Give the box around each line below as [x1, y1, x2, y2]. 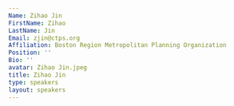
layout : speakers [8, 85, 66, 94]
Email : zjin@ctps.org [8, 33, 81, 42]
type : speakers [8, 78, 59, 86]
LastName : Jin [8, 26, 56, 34]
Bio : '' [8, 57, 34, 65]
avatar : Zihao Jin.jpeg [8, 64, 88, 72]
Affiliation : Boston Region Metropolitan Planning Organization [8, 41, 227, 49]
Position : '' [8, 49, 52, 57]
